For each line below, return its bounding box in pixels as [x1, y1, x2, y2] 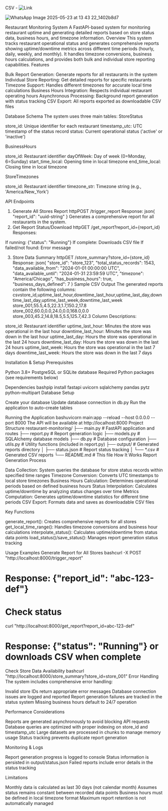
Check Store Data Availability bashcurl [5, 668, 84, 674]
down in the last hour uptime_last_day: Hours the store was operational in [5, 334, 157, 340]
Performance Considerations [5, 709, 65, 715]
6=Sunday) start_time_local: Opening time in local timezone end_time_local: [5, 158, 161, 165]
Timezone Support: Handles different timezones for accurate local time [5, 82, 152, 88]
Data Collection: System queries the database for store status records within [5, 467, 163, 473]
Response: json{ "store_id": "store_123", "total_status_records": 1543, [12, 260, 155, 266]
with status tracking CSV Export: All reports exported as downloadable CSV [5, 98, 161, 104]
